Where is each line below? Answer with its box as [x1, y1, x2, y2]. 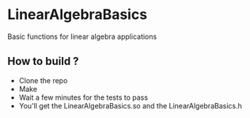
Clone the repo [18, 75, 68, 85]
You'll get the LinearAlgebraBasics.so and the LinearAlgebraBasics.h [18, 101, 242, 110]
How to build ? [7, 55, 80, 68]
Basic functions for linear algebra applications [7, 32, 157, 41]
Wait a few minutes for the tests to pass [18, 93, 148, 102]
